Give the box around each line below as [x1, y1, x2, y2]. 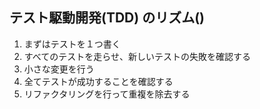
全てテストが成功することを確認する [23, 75, 174, 87]
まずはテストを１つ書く [23, 38, 121, 50]
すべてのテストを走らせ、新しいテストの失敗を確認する [23, 50, 251, 62]
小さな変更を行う [23, 63, 95, 75]
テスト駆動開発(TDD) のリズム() [9, 9, 205, 27]
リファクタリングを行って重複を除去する [23, 88, 191, 100]
